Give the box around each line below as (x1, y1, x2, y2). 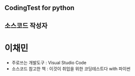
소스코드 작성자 (4, 21, 48, 30)
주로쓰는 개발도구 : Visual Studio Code (11, 60, 87, 65)
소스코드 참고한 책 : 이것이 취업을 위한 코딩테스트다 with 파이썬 (11, 65, 131, 72)
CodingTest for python (4, 4, 75, 12)
